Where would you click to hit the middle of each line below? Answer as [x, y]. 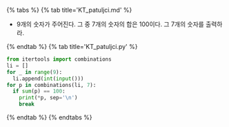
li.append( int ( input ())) [48, 79]
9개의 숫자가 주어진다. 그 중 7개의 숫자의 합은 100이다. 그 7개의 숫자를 [110, 24]
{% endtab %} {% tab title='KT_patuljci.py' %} [72, 47]
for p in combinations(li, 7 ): [51, 85]
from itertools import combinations [59, 59]
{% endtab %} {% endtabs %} [49, 117]
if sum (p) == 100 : [39, 91]
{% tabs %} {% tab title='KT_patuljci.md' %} [69, 10]
